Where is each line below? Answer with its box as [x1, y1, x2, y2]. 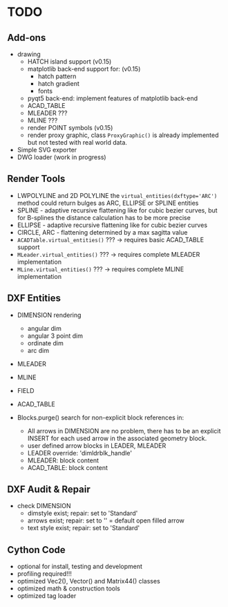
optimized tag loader [17, 592, 77, 600]
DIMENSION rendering [17, 311, 82, 319]
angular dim [27, 324, 62, 332]
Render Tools [7, 173, 66, 185]
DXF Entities [7, 292, 61, 305]
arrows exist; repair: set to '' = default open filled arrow [27, 516, 185, 525]
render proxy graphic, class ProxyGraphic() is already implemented [27, 131, 219, 139]
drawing [17, 50, 41, 58]
